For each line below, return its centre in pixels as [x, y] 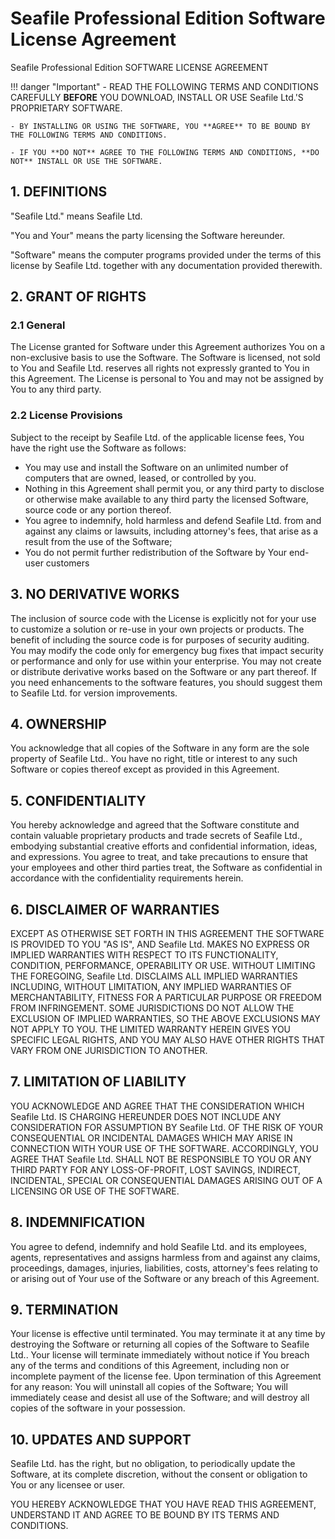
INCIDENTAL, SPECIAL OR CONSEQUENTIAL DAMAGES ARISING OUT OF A [166, 1180]
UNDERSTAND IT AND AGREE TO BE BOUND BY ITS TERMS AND [145, 1515]
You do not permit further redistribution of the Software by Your [156, 552]
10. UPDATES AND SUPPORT [101, 1439]
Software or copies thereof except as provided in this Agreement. [145, 769]
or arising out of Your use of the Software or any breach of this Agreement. [165, 1278]
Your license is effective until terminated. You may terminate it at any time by [168, 1334]
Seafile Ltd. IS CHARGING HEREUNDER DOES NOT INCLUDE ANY [146, 1116]
